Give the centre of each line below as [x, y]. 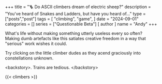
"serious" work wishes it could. [36, 43]
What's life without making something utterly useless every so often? [74, 33]
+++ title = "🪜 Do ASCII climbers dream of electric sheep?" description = [78, 7]
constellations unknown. [29, 58]
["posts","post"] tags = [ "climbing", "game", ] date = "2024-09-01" [72, 19]
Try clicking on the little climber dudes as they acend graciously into [73, 53]
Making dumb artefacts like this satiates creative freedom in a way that [75, 38]
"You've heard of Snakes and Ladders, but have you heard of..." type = [75, 14]
